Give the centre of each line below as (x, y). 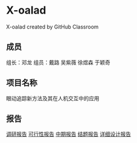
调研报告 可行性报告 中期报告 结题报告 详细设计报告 (68, 134)
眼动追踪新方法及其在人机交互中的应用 (53, 98)
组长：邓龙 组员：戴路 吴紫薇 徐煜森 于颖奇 (58, 62)
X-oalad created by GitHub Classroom (53, 27)
